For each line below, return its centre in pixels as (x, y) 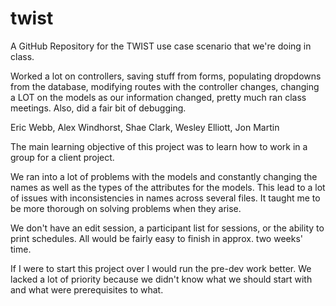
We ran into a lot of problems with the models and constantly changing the (164, 176)
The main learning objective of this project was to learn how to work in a (159, 146)
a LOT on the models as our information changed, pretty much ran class (158, 97)
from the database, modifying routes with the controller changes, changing (165, 86)
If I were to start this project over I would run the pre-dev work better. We (161, 268)
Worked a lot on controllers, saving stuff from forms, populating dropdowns (166, 76)
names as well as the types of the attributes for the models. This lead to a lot (168, 187)
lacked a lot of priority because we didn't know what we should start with (161, 279)
